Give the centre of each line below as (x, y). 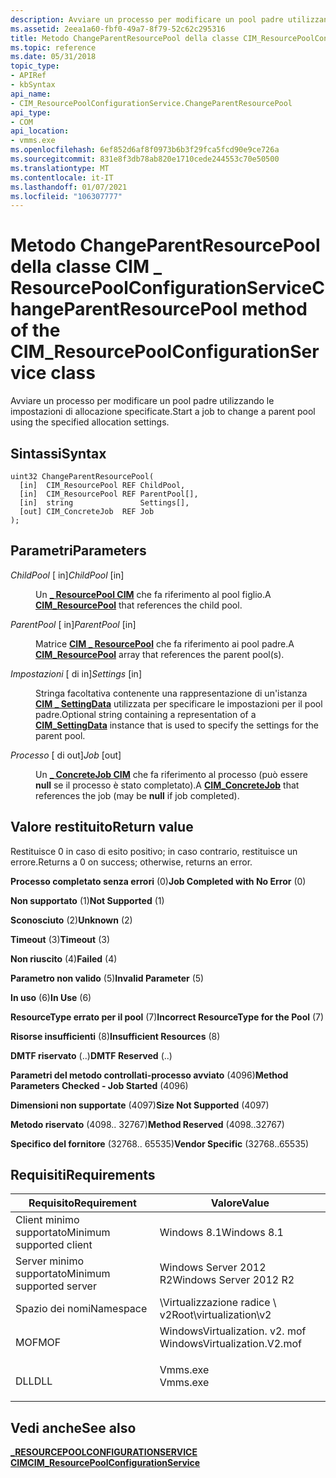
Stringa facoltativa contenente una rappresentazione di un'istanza (171, 693)
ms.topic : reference (53, 47)
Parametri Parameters (78, 551)
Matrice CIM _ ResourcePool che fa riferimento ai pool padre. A (165, 643)
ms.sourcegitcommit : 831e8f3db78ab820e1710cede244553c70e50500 (145, 159)
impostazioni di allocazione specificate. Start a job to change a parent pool (163, 412)
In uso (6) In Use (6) (51, 997)
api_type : (31, 112)
